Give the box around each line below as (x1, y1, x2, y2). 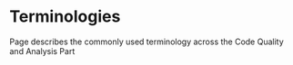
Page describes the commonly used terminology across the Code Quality (9, 36, 284, 47)
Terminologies (9, 6, 121, 27)
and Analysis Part (9, 45, 76, 56)
